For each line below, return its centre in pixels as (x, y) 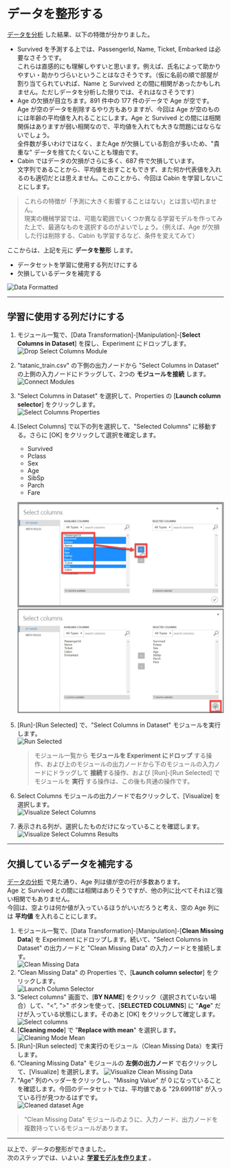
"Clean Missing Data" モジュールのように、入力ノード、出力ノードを (121, 1120)
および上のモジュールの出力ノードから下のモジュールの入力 (130, 764)
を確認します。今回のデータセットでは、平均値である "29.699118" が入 (117, 1089)
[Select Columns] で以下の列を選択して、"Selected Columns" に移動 (114, 426)
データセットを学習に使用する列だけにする (77, 265)
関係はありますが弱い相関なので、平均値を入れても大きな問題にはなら (116, 126)
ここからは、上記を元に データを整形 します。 (72, 250)
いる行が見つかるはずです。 (62, 1098)
